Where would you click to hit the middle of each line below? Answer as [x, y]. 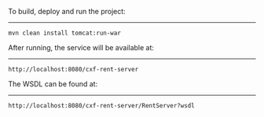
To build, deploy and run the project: [67, 11]
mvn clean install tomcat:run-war [65, 33]
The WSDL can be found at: [53, 84]
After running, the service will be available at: [81, 48]
